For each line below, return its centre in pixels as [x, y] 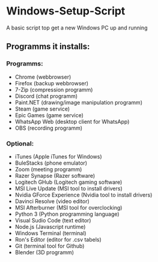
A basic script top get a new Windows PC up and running [77, 28]
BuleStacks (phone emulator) [51, 163]
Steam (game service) [42, 109]
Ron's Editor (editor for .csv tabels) [58, 239]
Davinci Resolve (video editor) [52, 201]
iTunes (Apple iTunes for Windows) [58, 156]
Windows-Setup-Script [66, 11]
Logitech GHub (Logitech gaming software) [68, 182]
